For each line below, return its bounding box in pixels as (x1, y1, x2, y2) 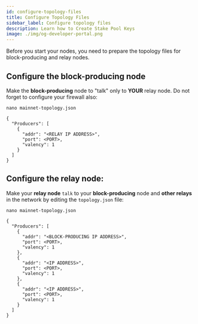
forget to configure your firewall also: (6, 93, 98, 101)
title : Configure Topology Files (6, 14, 90, 20)
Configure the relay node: (6, 174, 104, 184)
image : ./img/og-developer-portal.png (6, 31, 103, 37)
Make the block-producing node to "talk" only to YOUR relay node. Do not (6, 87, 190, 94)
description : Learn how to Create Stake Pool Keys (6, 25, 135, 32)
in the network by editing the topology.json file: (6, 196, 124, 203)
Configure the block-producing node (6, 71, 146, 81)
